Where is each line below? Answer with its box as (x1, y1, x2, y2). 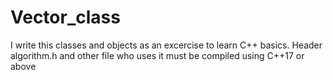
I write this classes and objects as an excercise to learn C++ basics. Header (10, 39, 323, 51)
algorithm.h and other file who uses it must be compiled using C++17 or (10, 49, 305, 61)
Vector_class (10, 6, 121, 29)
